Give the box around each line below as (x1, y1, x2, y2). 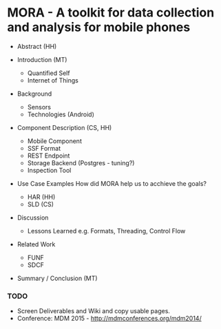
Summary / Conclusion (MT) (17, 274, 98, 282)
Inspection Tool (27, 166, 72, 174)
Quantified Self (27, 69, 70, 77)
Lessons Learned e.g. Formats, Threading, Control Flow (27, 226, 186, 235)
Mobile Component (27, 136, 83, 145)
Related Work (17, 240, 56, 248)
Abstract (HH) (17, 42, 57, 50)
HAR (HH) (27, 193, 56, 201)
